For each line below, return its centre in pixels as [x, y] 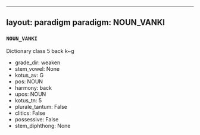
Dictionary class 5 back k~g [40, 51]
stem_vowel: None [37, 68]
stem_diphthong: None [43, 125]
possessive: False [37, 119]
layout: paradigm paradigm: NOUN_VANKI [86, 22]
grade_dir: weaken [37, 62]
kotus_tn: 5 [28, 100]
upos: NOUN [30, 94]
